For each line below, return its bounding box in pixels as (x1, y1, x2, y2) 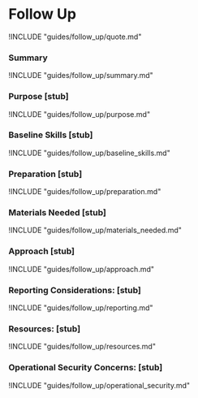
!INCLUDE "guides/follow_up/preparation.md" (8, 187, 161, 197)
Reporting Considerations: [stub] (8, 284, 142, 296)
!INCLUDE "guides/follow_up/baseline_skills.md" (8, 148, 170, 158)
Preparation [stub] (8, 168, 83, 180)
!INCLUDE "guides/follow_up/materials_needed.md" (8, 225, 183, 236)
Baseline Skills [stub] (8, 129, 93, 141)
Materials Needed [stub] (8, 207, 107, 218)
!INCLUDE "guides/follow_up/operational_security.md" (8, 380, 191, 390)
